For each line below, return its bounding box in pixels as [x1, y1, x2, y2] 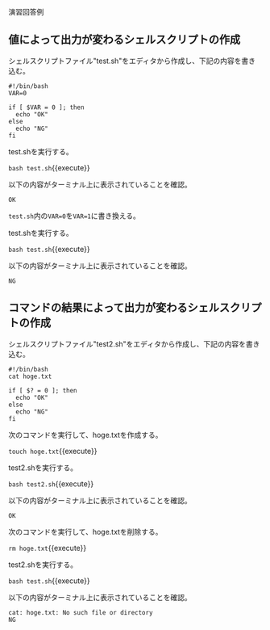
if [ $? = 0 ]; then [8, 386, 78, 394]
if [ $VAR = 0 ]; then [8, 103, 85, 111]
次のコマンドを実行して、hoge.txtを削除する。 [8, 527, 163, 536]
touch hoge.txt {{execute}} [8, 446, 98, 456]
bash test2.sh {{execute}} [8, 479, 94, 489]
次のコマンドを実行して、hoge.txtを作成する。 [8, 430, 163, 439]
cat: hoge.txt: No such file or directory [8, 608, 153, 616]
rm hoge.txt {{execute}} [8, 543, 87, 552]
